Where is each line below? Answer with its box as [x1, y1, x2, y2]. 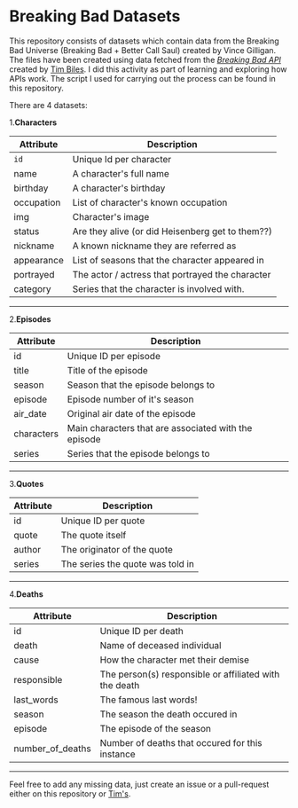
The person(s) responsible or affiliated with [99, 668, 280, 680]
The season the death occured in [99, 708, 238, 720]
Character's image [72, 210, 150, 223]
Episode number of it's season [67, 393, 194, 405]
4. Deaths [9, 588, 44, 600]
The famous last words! [99, 694, 198, 706]
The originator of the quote [60, 543, 173, 555]
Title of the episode [67, 364, 148, 376]
